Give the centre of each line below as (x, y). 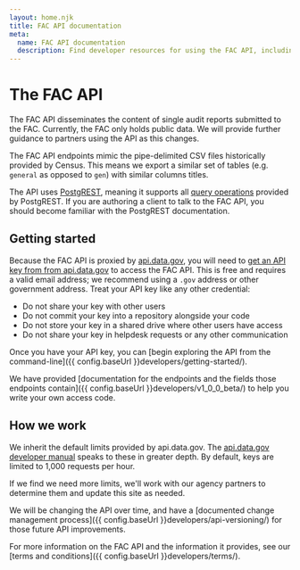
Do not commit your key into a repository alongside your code (136, 315)
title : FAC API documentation (66, 26)
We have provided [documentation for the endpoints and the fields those (143, 378)
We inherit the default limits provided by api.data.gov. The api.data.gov (139, 447)
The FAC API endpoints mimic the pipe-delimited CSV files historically (137, 156)
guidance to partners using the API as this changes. (104, 138)
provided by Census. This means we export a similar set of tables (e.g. (139, 165)
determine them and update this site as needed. (97, 492)
